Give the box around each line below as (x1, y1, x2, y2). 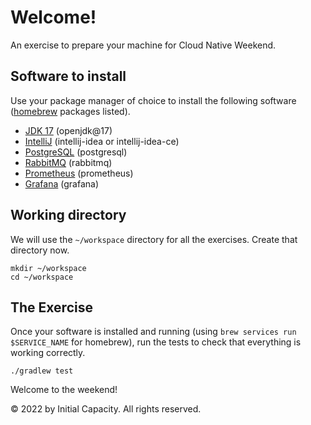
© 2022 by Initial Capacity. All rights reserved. (10, 403, 202, 415)
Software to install (10, 68, 127, 85)
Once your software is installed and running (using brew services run (10, 326, 297, 338)
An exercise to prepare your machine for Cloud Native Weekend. (10, 39, 277, 51)
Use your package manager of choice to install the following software (10, 94, 297, 106)
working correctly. (10, 347, 86, 359)
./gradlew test (10, 366, 74, 376)
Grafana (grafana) (24, 177, 100, 190)
